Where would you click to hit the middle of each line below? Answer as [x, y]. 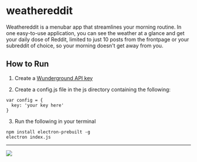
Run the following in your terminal [55, 121]
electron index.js [28, 137]
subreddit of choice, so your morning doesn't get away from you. [85, 46]
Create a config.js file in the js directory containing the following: [93, 89]
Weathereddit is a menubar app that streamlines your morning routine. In [94, 27]
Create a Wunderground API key [54, 78]
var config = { [25, 100]
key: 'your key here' [38, 105]
